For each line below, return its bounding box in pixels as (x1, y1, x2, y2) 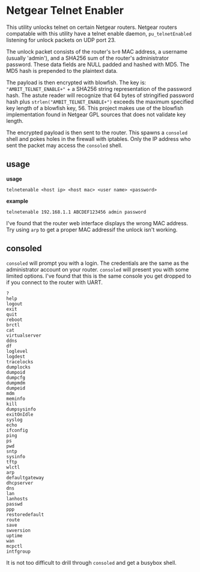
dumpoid (6, 369, 26, 375)
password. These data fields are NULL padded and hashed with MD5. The (6, 61, 190, 68)
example (6, 197, 29, 205)
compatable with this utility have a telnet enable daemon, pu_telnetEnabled (6, 30, 192, 37)
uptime (6, 532, 23, 539)
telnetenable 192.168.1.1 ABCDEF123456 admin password (6, 209, 147, 215)
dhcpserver (6, 480, 34, 486)
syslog (6, 417, 23, 423)
